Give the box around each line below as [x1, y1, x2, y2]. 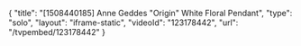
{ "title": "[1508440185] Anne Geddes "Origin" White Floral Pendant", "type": [8, 8, 293, 18]
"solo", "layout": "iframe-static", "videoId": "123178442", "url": [8, 17, 239, 28]
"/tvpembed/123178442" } [8, 27, 105, 37]
